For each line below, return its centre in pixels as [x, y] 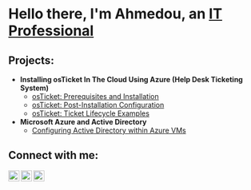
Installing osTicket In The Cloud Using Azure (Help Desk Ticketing [131, 79]
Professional [51, 31]
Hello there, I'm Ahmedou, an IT [115, 14]
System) [34, 88]
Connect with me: [54, 155]
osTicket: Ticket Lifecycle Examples [91, 113]
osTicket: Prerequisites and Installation [96, 96]
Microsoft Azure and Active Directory [83, 122]
